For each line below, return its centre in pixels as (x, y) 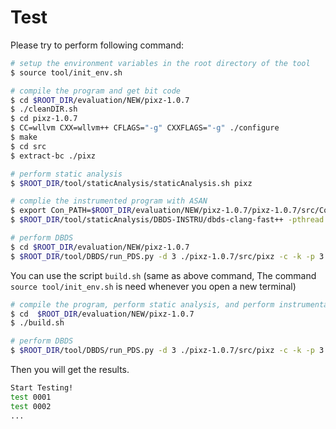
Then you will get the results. (70, 370)
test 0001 (31, 397)
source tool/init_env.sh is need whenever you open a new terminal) (153, 286)
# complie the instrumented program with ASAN (109, 201)
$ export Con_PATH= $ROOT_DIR (71, 211)
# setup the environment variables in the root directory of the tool (160, 63)
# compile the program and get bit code (96, 91)
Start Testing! (42, 388)
